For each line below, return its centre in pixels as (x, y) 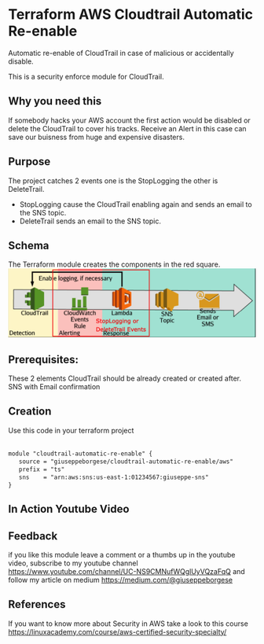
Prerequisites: (43, 359)
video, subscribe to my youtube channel (73, 563)
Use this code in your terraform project (71, 430)
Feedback (33, 536)
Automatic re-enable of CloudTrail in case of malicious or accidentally (121, 53)
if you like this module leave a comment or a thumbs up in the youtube (122, 554)
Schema (29, 245)
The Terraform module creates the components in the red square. (114, 264)
